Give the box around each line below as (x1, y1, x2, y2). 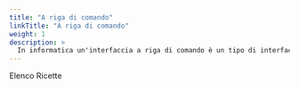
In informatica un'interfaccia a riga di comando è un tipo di (17, 46, 256, 55)
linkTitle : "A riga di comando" (9, 21, 129, 30)
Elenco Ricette (9, 70, 62, 81)
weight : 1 (9, 29, 46, 38)
